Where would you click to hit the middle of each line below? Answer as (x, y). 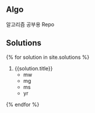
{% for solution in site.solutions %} (48, 57)
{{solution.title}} (34, 68)
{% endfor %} (23, 104)
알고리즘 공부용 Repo (30, 24)
